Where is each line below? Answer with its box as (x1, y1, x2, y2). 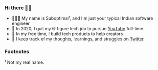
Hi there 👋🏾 (4, 4, 32, 11)
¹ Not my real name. (4, 59, 45, 65)
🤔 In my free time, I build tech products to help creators (11, 31, 123, 37)
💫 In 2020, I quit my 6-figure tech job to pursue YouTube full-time (11, 26, 144, 32)
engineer (11, 20, 30, 26)
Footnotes (4, 48, 30, 55)
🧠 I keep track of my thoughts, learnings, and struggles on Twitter (11, 36, 144, 42)
